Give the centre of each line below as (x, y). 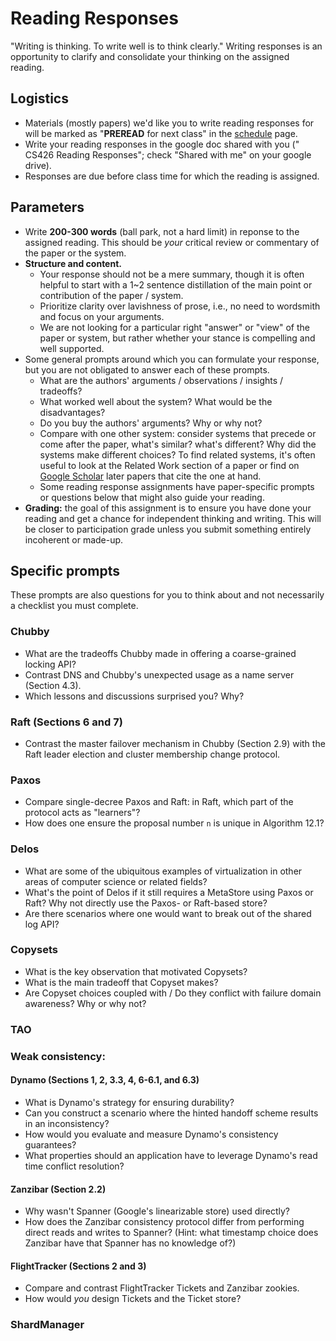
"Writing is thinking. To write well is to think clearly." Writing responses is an (166, 46)
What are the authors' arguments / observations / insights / (161, 380)
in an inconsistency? (67, 1123)
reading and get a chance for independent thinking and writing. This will (173, 518)
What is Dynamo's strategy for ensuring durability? (129, 1102)
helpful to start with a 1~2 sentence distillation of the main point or (176, 284)
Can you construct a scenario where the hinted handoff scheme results (171, 1113)
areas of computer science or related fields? (116, 881)
